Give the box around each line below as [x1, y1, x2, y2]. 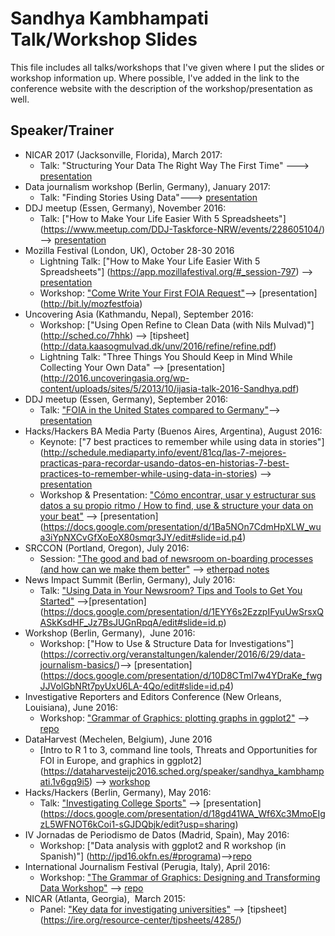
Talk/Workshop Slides [10, 28, 198, 51]
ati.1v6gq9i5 [39, 775, 90, 787]
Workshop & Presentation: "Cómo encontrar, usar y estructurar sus [39, 488, 317, 501]
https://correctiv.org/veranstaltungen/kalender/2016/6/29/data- [43, 648, 306, 660]
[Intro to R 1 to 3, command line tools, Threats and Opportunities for [39, 743, 318, 756]
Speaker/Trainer [10, 122, 115, 139]
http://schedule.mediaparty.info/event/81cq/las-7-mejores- [43, 446, 287, 458]
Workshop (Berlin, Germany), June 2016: [24, 627, 196, 639]
